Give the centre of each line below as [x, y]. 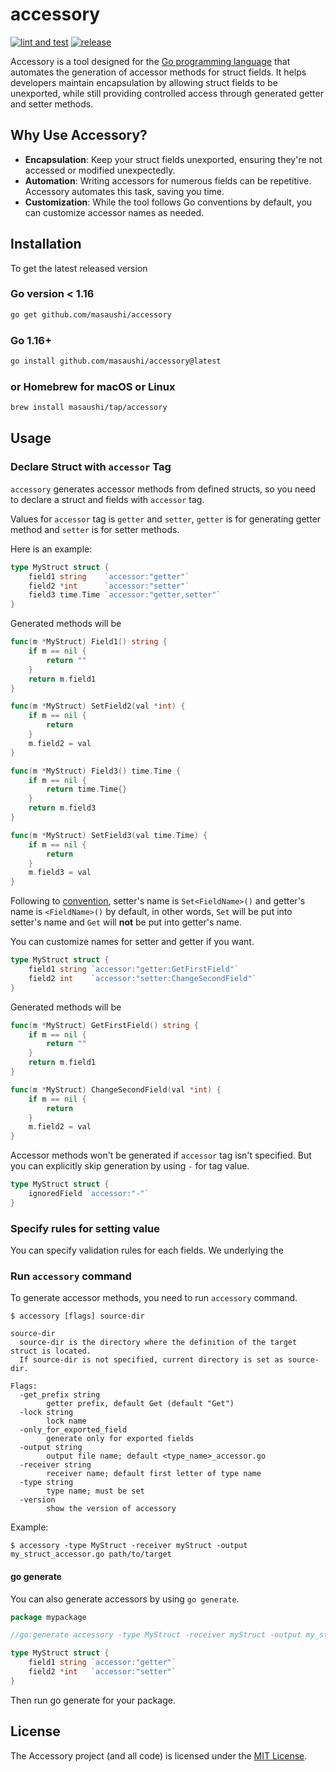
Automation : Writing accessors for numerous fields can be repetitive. [168, 180]
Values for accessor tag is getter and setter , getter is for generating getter [166, 519]
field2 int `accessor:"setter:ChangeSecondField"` [142, 978]
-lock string [46, 1413]
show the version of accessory [111, 1509]
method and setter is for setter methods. [95, 529]
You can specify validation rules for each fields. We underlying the [147, 1250]
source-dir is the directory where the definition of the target [158, 1343]
